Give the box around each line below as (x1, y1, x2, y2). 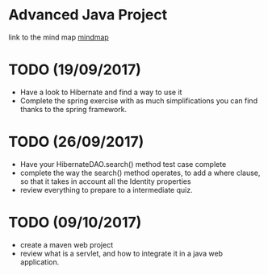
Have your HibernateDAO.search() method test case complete (19, 159, 227, 169)
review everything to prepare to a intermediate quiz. (19, 185, 193, 194)
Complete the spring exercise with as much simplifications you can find (19, 95, 258, 106)
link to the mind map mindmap (8, 32, 109, 42)
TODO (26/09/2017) (8, 133, 144, 151)
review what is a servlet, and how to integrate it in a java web (19, 248, 224, 258)
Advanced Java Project (8, 6, 168, 24)
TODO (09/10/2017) (8, 214, 142, 231)
